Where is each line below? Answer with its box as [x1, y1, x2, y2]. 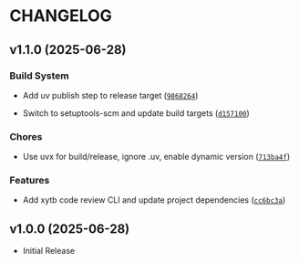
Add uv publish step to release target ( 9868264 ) [22, 89, 199, 100]
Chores [9, 130, 43, 142]
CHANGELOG [9, 5, 112, 26]
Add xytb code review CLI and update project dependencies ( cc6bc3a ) [22, 195, 286, 205]
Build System [9, 69, 70, 82]
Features [9, 174, 50, 187]
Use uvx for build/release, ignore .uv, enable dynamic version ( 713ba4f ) [22, 152, 290, 163]
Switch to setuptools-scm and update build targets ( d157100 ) [22, 107, 251, 119]
